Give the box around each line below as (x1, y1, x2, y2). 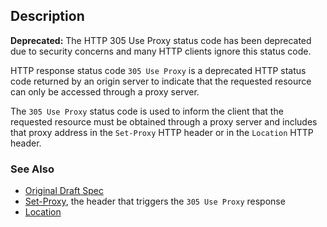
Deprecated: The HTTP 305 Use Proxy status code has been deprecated (10, 34, 312, 46)
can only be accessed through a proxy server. (10, 85, 200, 98)
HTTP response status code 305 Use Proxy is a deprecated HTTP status (10, 64, 307, 76)
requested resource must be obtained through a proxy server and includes (10, 115, 318, 128)
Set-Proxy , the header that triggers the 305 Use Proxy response (24, 195, 286, 208)
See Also (10, 162, 55, 176)
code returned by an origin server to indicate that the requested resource (10, 75, 312, 87)
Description (10, 8, 85, 25)
